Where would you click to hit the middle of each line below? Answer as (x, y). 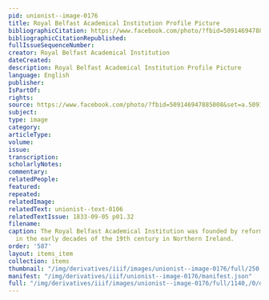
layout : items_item (41, 254)
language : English (39, 75)
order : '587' (30, 246)
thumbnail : (26, 269)
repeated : (25, 194)
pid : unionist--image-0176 (53, 16)
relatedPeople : (34, 180)
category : (25, 127)
